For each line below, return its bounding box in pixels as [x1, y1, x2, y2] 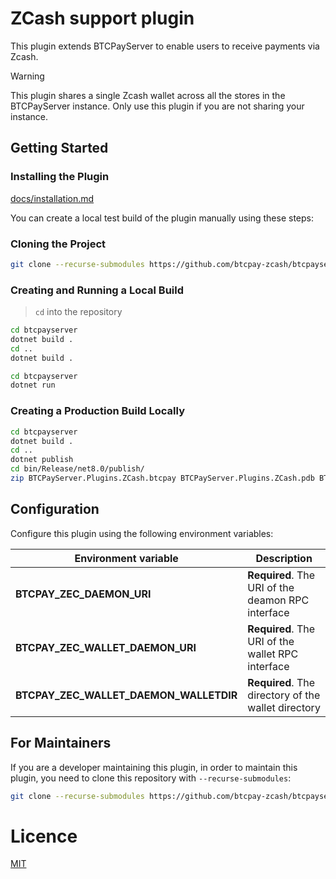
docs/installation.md [10, 192, 95, 204]
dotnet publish [10, 455, 74, 465]
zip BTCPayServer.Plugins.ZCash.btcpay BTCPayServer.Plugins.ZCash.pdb [10, 473, 315, 484]
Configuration [10, 501, 100, 518]
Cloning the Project [10, 237, 107, 251]
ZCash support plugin [10, 7, 195, 30]
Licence [10, 825, 78, 847]
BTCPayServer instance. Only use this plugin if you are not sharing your [10, 100, 305, 112]
